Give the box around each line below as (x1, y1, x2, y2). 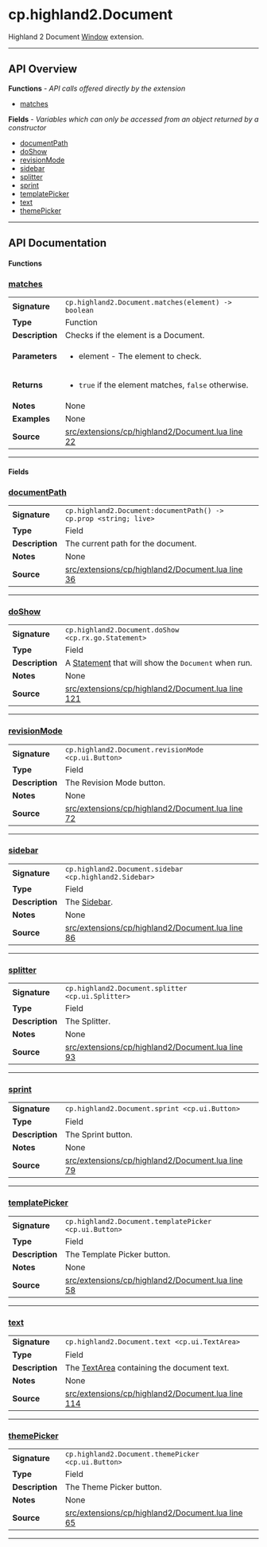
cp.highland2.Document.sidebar (64, 865, 184, 873)
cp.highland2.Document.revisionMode (64, 745, 204, 754)
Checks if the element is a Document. (64, 330, 205, 341)
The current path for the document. (64, 538, 197, 549)
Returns (12, 379, 44, 391)
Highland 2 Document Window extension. (8, 32, 145, 41)
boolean (64, 306, 94, 315)
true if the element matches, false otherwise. (78, 379, 249, 391)
